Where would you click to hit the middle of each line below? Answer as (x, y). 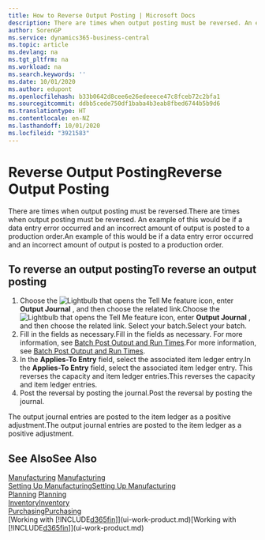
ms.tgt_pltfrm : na (38, 60)
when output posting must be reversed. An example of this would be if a (125, 219)
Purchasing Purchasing (45, 512)
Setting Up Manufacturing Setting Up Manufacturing (92, 486)
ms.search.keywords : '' (47, 74)
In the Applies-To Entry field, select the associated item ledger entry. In (135, 360)
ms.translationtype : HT (47, 111)
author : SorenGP (35, 30)
